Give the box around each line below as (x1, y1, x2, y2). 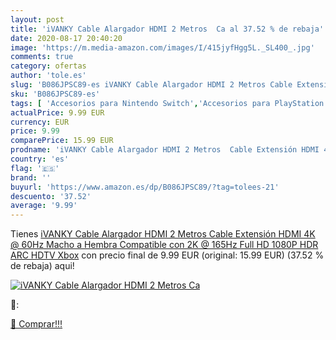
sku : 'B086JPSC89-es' (10, 89, 101, 99)
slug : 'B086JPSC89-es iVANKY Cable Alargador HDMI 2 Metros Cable (10, 80, 293, 90)
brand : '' (10, 172, 52, 183)
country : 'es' (10, 154, 70, 164)
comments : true (10, 52, 74, 62)
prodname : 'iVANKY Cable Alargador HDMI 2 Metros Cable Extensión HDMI (10, 145, 320, 155)
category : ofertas (10, 61, 87, 71)
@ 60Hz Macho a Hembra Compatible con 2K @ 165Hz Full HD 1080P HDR (10, 239, 319, 251)
